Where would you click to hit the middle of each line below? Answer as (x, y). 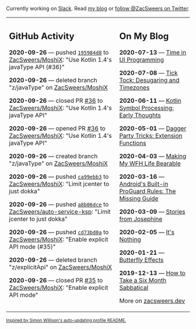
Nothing (130, 239)
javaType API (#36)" (37, 67)
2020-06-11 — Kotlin (150, 101)
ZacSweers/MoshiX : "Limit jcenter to (59, 183)
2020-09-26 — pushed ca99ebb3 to (59, 176)
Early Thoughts (140, 115)
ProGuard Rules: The (148, 191)
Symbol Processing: (146, 108)
